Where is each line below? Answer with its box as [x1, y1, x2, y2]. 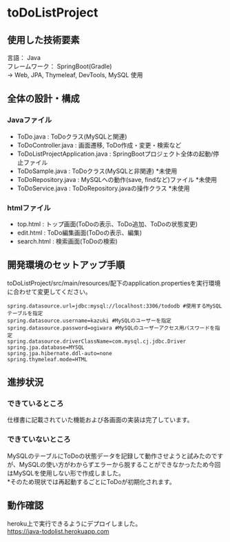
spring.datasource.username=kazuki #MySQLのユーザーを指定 [7, 317, 172, 324]
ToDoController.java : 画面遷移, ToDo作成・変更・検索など [17, 141, 182, 149]
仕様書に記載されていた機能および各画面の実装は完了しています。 [7, 416, 194, 424]
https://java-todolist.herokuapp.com [7, 527, 109, 535]
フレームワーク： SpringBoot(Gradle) [7, 62, 112, 70]
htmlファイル [7, 203, 51, 212]
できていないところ [7, 434, 71, 444]
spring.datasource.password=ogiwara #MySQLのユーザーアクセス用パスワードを [7, 324, 216, 332]
